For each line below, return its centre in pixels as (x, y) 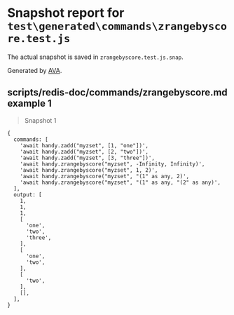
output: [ (28, 194)
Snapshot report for (66, 13)
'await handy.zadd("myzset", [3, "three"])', (88, 158)
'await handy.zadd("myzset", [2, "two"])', (84, 152)
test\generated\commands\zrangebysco (117, 26)
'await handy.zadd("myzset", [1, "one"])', (84, 145)
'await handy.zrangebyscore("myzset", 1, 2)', (89, 170)
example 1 (30, 103)
